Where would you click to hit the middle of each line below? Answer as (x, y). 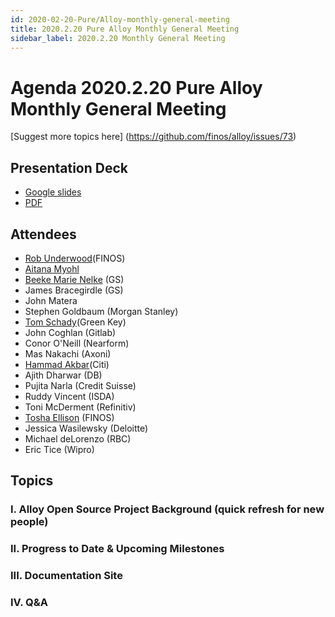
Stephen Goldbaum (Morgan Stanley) (101, 311)
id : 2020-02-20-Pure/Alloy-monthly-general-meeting (120, 19)
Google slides (53, 192)
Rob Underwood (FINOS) (75, 258)
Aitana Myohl (52, 268)
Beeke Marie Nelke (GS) (74, 279)
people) (29, 522)
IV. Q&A (29, 603)
